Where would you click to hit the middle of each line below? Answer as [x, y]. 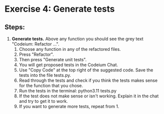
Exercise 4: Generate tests [60, 9]
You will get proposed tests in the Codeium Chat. [68, 65]
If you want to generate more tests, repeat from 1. [69, 106]
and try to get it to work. [43, 101]
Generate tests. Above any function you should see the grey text [77, 39]
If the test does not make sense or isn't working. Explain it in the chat [89, 96]
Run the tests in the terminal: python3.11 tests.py [68, 91]
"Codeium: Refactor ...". [35, 44]
